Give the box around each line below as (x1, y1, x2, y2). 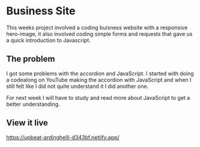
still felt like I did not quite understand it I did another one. (6, 82, 149, 90)
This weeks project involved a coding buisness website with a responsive (6, 24, 188, 31)
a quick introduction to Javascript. (6, 36, 91, 44)
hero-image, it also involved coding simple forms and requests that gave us (6, 30, 193, 37)
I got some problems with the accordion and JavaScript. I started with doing (6, 70, 194, 77)
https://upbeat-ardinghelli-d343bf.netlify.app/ (6, 133, 120, 141)
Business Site (6, 4, 76, 18)
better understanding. (6, 100, 60, 108)
